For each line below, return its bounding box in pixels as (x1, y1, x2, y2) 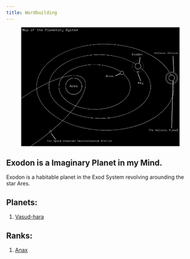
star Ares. (6, 180, 30, 187)
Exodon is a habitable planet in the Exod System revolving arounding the (6, 173, 184, 181)
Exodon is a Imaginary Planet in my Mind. (6, 158, 163, 168)
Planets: (6, 197, 38, 208)
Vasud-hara (14, 213, 44, 221)
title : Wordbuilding (6, 10, 58, 16)
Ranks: (6, 230, 33, 240)
